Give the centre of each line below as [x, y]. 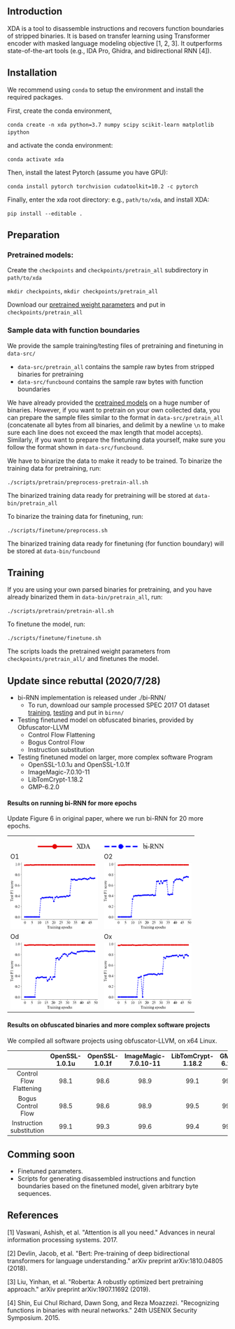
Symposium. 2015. [34, 1317]
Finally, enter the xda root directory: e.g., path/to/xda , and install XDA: [108, 200]
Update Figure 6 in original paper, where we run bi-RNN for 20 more [106, 819]
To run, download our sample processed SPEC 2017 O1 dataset [119, 705]
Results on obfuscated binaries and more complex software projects [109, 1024]
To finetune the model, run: [47, 624]
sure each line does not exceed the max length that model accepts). [105, 432]
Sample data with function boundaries [73, 330]
